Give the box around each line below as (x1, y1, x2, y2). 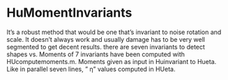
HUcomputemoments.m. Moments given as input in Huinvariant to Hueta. (6, 57, 217, 65)
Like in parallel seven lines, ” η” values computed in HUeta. (6, 65, 176, 73)
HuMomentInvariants (6, 5, 132, 21)
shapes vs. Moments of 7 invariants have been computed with (6, 50, 185, 58)
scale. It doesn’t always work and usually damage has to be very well (6, 35, 206, 43)
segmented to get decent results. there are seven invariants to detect (6, 42, 205, 51)
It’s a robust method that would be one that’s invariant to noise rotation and (6, 28, 222, 36)
